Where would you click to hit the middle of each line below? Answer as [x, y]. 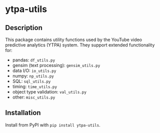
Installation [23, 113]
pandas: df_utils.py [34, 60]
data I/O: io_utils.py [34, 70]
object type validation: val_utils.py [49, 92]
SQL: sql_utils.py [31, 81]
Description [24, 28]
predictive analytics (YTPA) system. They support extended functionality [80, 45]
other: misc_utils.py [34, 97]
